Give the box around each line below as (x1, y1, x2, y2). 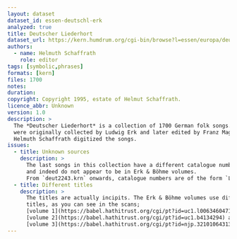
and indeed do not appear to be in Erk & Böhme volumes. (25, 168, 197, 175)
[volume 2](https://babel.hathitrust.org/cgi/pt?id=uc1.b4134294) (25, 214, 226, 221)
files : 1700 (7, 76, 42, 83)
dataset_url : (7, 37, 46, 44)
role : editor (20, 57, 59, 64)
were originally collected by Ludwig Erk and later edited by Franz (13, 129, 219, 136)
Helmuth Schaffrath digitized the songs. (13, 135, 138, 142)
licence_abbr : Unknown (7, 103, 74, 110)
